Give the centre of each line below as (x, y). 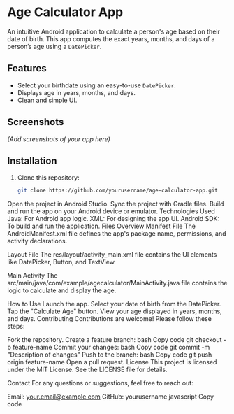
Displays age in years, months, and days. (76, 92)
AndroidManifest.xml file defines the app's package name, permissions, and (117, 234)
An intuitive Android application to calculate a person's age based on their (114, 31)
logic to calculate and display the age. (62, 290)
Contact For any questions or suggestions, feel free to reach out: (100, 383)
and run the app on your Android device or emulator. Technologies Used (111, 211)
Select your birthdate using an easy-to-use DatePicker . (96, 85)
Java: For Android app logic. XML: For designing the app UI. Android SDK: (114, 219)
